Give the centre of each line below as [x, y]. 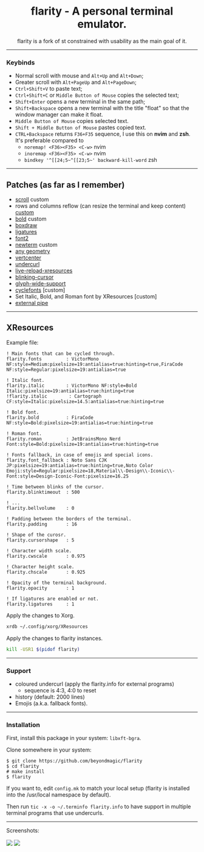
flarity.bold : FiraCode [50, 417]
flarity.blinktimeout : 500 [43, 492]
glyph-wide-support [40, 284]
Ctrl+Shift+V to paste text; [49, 89]
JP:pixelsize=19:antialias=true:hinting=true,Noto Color [80, 465]
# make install [25, 772]
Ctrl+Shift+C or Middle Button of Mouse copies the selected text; [97, 95]
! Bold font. [23, 412]
